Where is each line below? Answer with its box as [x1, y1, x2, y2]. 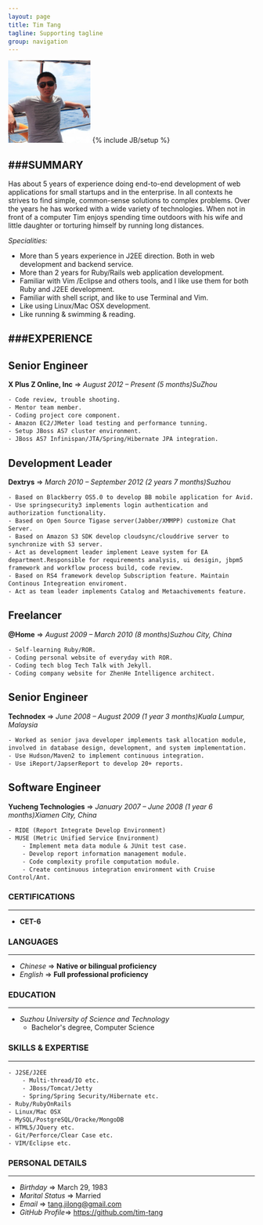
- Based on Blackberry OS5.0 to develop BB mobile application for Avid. [8, 494, 254, 501]
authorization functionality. [8, 509, 107, 517]
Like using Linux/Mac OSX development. [19, 301, 151, 311]
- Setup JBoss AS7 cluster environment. [8, 428, 142, 436]
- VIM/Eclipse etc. [8, 1139, 72, 1147]
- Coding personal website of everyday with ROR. [8, 654, 174, 662]
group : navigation [8, 38, 68, 46]
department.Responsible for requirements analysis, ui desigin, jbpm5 [8, 556, 243, 564]
